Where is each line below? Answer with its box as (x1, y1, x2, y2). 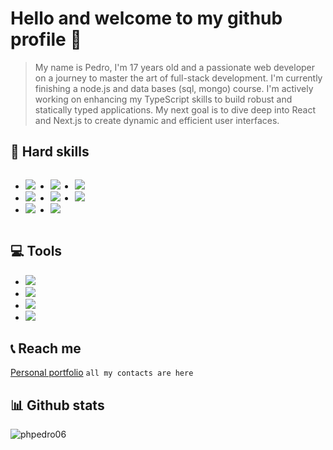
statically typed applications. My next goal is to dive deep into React (34, 103, 316, 116)
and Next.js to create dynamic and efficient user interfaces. (34, 114, 280, 126)
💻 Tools (10, 243, 63, 260)
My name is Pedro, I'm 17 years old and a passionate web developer (34, 61, 316, 73)
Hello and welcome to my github (10, 7, 283, 30)
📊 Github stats (10, 397, 105, 414)
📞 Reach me (10, 340, 82, 357)
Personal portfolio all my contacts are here (10, 367, 194, 379)
